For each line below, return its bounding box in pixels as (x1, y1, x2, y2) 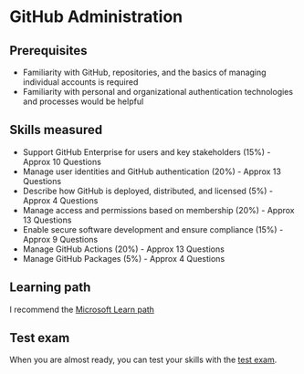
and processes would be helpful (22, 96, 144, 107)
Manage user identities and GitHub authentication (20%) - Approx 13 (22, 166, 281, 177)
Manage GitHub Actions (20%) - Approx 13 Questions (22, 244, 225, 255)
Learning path (9, 280, 91, 296)
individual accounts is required (22, 77, 139, 88)
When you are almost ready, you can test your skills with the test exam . (9, 354, 278, 366)
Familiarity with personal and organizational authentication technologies (22, 87, 294, 97)
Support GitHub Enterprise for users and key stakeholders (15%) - (22, 146, 271, 157)
